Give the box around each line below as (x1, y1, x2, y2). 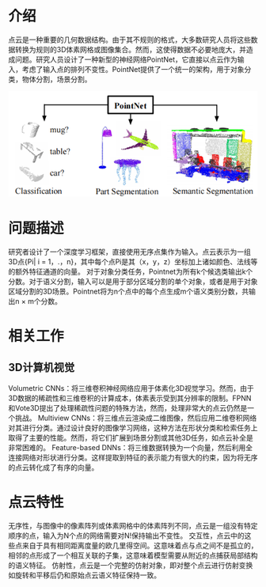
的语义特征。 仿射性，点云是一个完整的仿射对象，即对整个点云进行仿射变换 (8, 560, 253, 570)
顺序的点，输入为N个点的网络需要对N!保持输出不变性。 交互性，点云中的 (8, 531, 245, 540)
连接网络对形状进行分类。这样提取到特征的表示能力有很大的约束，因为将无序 (8, 453, 258, 462)
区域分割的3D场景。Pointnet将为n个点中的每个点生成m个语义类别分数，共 (8, 286, 249, 296)
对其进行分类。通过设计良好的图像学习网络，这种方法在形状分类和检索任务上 (8, 422, 258, 432)
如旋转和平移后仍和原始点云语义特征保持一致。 (8, 570, 161, 580)
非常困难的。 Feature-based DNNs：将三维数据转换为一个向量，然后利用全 (8, 442, 253, 452)
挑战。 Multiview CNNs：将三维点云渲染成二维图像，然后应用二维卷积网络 (14, 413, 257, 422)
